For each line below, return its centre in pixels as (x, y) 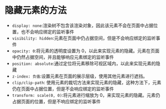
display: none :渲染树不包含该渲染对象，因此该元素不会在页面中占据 (82, 25)
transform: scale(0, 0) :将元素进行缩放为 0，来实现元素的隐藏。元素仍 (86, 95)
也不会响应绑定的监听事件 (47, 31)
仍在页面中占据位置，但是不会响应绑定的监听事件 (63, 89)
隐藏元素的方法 (36, 10)
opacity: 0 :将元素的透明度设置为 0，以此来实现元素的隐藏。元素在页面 (86, 51)
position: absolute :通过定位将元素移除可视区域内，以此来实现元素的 (84, 63)
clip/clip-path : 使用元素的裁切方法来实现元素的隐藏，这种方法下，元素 (87, 82)
